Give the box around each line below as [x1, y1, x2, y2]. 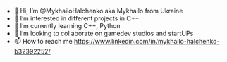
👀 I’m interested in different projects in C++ [13, 14, 140, 23]
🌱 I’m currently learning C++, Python [13, 22, 121, 30]
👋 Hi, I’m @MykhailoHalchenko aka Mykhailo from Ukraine [13, 7, 183, 15]
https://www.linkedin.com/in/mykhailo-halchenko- [73, 37, 220, 45]
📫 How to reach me [13, 37, 73, 45]
